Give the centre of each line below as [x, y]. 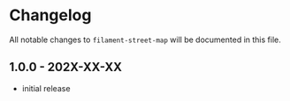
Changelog [50, 15]
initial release [46, 88]
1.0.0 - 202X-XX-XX [65, 67]
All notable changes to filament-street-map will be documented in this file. [145, 40]
